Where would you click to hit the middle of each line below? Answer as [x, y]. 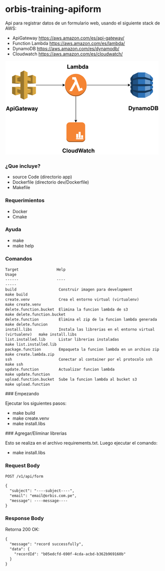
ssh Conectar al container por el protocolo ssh [79, 360]
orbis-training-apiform [53, 9]
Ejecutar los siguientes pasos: [36, 403]
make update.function [28, 375]
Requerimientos [25, 201]
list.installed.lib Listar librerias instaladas [62, 340]
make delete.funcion [27, 325]
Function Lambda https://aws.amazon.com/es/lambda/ [69, 43]
